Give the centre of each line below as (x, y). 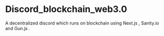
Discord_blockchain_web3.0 (66, 9)
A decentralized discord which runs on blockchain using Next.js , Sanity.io (82, 23)
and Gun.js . (18, 28)
